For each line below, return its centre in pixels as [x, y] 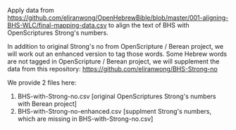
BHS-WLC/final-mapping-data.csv [57, 25]
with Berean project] [47, 104]
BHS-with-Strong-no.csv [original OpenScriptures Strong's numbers [117, 96]
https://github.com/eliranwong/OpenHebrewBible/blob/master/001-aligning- [118, 18]
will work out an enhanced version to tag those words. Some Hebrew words [117, 54]
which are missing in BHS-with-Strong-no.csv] [85, 119]
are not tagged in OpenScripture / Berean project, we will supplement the [113, 61]
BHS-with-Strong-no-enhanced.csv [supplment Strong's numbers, [114, 111]
